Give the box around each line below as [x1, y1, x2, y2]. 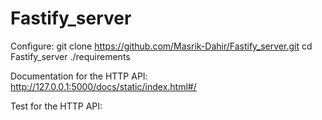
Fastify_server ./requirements [10, 50, 131, 62]
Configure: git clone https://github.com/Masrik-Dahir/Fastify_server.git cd [10, 40, 313, 52]
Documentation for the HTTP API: [10, 70, 148, 82]
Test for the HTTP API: [10, 100, 103, 112]
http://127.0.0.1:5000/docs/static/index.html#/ [10, 80, 197, 92]
